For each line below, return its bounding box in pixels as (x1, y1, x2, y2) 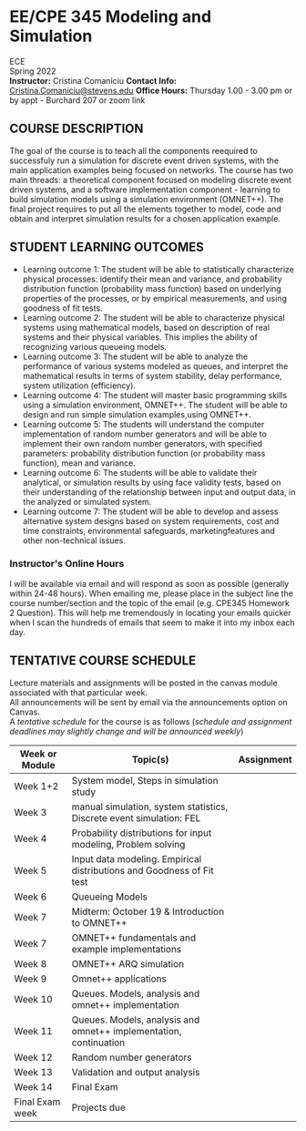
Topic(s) (131, 753, 169, 766)
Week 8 (14, 957, 47, 970)
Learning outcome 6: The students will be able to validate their (22, 467, 258, 478)
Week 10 (14, 992, 53, 1005)
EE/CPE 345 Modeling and (9, 6, 212, 27)
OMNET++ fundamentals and (71, 931, 197, 944)
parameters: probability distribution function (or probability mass (22, 447, 266, 458)
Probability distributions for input (71, 827, 212, 839)
